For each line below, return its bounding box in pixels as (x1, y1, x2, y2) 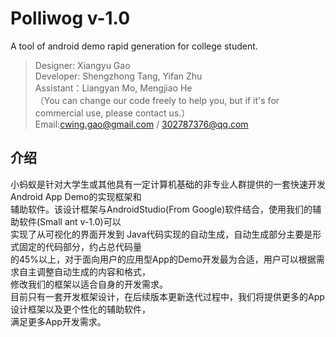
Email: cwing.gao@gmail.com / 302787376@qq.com (34, 118, 249, 130)
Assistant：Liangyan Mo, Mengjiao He (34, 82, 193, 94)
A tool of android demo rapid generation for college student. (10, 40, 258, 52)
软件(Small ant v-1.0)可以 (18, 215, 122, 227)
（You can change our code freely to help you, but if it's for (34, 94, 280, 106)
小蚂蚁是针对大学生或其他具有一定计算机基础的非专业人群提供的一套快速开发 (10, 178, 326, 190)
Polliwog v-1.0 (10, 7, 131, 30)
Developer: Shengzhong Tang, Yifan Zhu (34, 70, 203, 82)
